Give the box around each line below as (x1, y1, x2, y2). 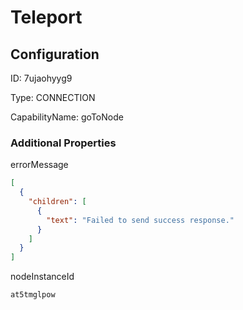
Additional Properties (10, 136, 117, 150)
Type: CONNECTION (10, 92, 96, 103)
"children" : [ (28, 197, 87, 207)
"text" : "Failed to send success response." (46, 215, 235, 225)
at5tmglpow (10, 290, 56, 300)
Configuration (10, 46, 100, 63)
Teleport (10, 6, 83, 29)
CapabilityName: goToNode (10, 111, 124, 123)
